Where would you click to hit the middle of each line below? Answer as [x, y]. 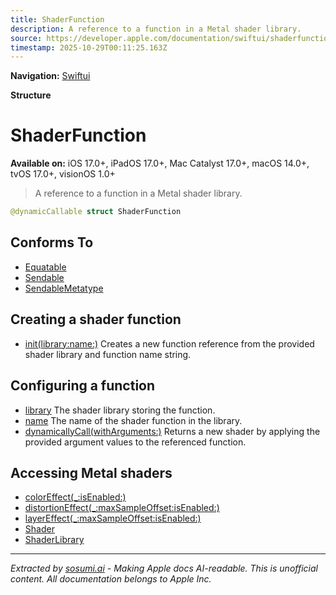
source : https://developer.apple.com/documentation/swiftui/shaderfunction [171, 38]
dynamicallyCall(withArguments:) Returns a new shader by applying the [172, 431]
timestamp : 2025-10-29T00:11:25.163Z [89, 47]
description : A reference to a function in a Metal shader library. [156, 29]
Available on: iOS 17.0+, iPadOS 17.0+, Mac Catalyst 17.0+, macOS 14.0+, [160, 163]
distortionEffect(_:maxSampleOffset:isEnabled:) [122, 508]
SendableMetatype [64, 288]
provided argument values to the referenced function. [135, 442]
